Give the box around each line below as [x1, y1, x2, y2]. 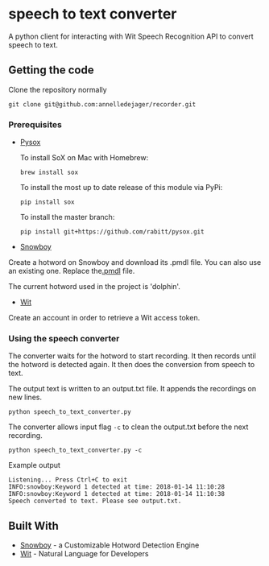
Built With [8, 518, 59, 532]
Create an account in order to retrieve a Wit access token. [8, 313, 201, 323]
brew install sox [19, 168, 79, 177]
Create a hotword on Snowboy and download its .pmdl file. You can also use [8, 258, 262, 267]
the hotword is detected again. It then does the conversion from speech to [8, 360, 255, 370]
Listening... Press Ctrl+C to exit [8, 476, 128, 484]
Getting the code [8, 64, 94, 77]
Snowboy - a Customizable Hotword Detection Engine [19, 540, 200, 550]
